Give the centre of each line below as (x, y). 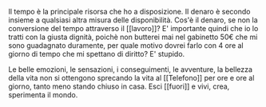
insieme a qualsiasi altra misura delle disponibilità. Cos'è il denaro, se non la (133, 20)
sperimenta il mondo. (43, 95)
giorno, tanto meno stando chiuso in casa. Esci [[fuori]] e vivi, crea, (119, 86)
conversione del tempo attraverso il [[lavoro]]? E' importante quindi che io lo (133, 28)
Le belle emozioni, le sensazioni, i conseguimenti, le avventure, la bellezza (131, 69)
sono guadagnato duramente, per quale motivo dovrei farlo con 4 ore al (126, 46)
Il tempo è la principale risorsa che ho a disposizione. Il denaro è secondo (129, 12)
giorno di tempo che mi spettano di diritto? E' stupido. (97, 54)
